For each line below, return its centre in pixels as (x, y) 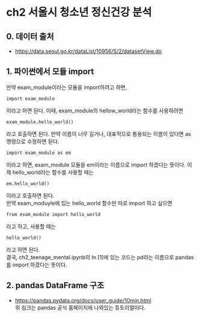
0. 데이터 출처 (30, 36)
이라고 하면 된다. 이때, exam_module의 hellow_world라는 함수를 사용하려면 (95, 110)
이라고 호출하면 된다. (30, 195)
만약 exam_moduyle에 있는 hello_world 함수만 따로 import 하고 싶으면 (89, 203)
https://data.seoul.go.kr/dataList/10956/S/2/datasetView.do (88, 51)
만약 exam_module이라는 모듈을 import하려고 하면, (67, 87)
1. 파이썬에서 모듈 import (50, 72)
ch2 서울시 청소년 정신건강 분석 (79, 12)
